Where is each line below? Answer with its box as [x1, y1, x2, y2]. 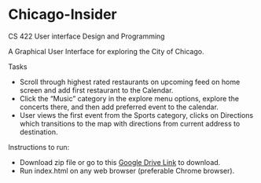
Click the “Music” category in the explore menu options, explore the [19, 93, 240, 103]
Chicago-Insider [8, 5, 117, 24]
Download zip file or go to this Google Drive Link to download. [19, 157, 221, 167]
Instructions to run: [8, 142, 70, 152]
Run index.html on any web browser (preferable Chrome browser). [19, 166, 235, 175]
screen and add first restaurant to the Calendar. [19, 85, 174, 95]
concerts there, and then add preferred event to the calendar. [19, 102, 219, 112]
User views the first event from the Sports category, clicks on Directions [19, 110, 254, 119]
